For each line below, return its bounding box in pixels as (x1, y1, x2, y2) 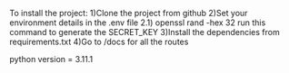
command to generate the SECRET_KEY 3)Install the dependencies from (9, 27, 280, 37)
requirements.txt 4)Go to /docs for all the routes (9, 36, 189, 47)
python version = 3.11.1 (9, 54, 94, 64)
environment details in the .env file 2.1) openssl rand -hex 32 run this (9, 17, 266, 28)
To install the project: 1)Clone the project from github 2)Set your (9, 8, 248, 18)
